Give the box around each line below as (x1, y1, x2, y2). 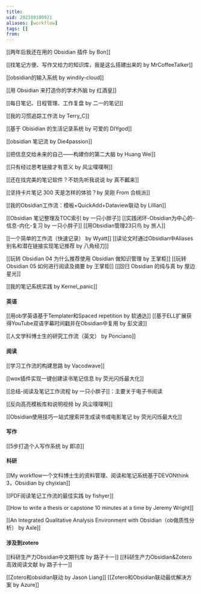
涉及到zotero (6, 539, 39, 546)
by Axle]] (17, 524, 41, 531)
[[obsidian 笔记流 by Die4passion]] (6, 138, 93, 145)
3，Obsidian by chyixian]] (6, 479, 70, 486)
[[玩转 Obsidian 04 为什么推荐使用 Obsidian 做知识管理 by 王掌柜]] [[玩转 (6, 255, 187, 262)
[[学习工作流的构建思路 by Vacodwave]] (6, 362, 105, 369)
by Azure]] (13, 581, 39, 589)
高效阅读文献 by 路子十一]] (6, 561, 72, 568)
